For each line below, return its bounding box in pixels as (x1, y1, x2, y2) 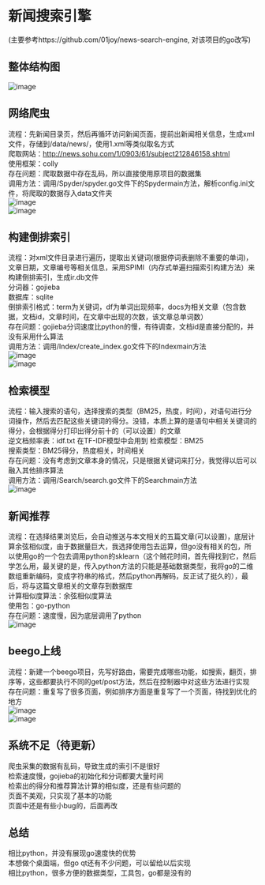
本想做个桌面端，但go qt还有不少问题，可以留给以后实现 (8, 858, 192, 868)
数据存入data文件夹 (49, 188, 113, 198)
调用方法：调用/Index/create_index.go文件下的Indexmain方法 (8, 341, 207, 352)
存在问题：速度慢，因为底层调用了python (8, 611, 142, 620)
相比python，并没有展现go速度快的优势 (8, 849, 136, 858)
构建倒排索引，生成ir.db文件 (8, 273, 99, 282)
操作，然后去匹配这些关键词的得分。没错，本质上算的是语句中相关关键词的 (14, 416, 257, 426)
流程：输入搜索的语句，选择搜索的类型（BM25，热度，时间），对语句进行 (8, 406, 245, 416)
